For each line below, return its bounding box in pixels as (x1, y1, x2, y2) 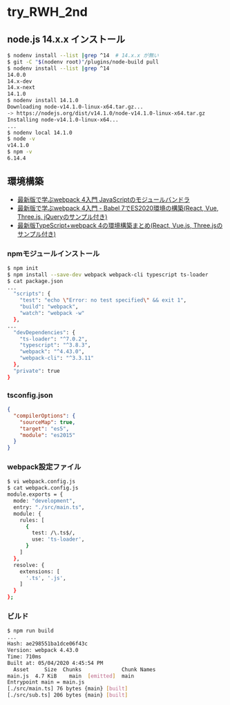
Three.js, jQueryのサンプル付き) (17, 212, 108, 221)
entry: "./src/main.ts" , (13, 503, 85, 511)
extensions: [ (19, 568, 60, 575)
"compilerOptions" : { (13, 412, 76, 419)
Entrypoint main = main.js (7, 679, 85, 686)
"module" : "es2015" (19, 432, 76, 438)
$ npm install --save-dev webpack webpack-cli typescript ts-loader (7, 271, 209, 278)
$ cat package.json (7, 278, 64, 284)
